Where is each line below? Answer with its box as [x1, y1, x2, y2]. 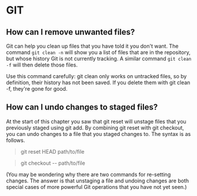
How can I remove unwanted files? [6, 27, 135, 37]
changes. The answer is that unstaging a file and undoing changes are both [6, 177, 189, 184]
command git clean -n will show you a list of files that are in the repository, [6, 49, 191, 56]
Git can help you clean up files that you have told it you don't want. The [6, 42, 179, 49]
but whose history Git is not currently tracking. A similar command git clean [6, 55, 192, 62]
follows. [6, 137, 25, 144]
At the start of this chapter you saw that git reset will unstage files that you [6, 118, 186, 125]
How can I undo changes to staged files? [6, 102, 158, 112]
